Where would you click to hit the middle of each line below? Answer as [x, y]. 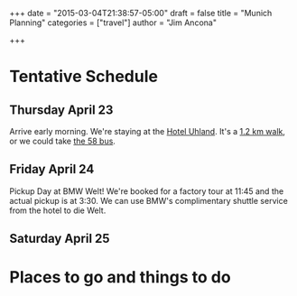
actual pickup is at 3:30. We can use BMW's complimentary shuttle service [149, 200]
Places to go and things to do [121, 277]
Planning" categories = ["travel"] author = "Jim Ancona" [113, 23]
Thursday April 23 [61, 110]
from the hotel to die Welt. [58, 210]
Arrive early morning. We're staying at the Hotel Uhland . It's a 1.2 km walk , [148, 131]
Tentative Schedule [84, 77]
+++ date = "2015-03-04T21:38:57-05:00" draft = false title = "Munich [141, 13]
